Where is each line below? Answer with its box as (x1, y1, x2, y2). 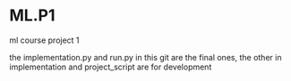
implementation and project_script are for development (9, 61, 212, 72)
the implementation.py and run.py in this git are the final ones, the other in (9, 52, 282, 62)
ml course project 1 (9, 35, 80, 45)
